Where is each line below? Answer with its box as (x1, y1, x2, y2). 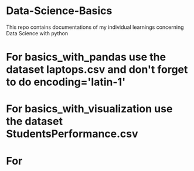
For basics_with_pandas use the (6, 51, 166, 64)
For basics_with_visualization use (6, 102, 173, 116)
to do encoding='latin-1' (6, 75, 126, 89)
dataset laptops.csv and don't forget (6, 63, 188, 76)
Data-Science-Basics (6, 4, 113, 18)
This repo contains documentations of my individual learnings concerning (6, 24, 184, 31)
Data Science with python (6, 29, 69, 36)
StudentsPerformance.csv (6, 128, 139, 140)
